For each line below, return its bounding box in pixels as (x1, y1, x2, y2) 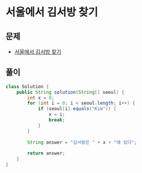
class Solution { (5, 83, 49, 90)
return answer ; (27, 150, 66, 156)
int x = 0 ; (27, 95, 55, 101)
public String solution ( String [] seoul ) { (16, 89, 125, 95)
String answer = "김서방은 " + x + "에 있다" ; (27, 139, 137, 145)
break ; (48, 117, 66, 123)
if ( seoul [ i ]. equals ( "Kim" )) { (37, 106, 117, 112)
